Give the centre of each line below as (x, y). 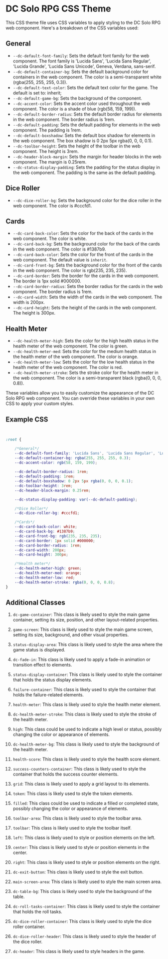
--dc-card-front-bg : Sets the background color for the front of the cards (87, 265)
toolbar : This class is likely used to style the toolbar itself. (72, 828)
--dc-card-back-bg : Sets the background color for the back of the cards (86, 244)
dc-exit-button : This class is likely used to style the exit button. (78, 872)
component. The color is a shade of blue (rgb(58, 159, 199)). (75, 108)
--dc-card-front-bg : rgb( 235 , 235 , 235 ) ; (58, 536)
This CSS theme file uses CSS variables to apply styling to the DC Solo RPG (83, 22)
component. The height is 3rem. (46, 151)
